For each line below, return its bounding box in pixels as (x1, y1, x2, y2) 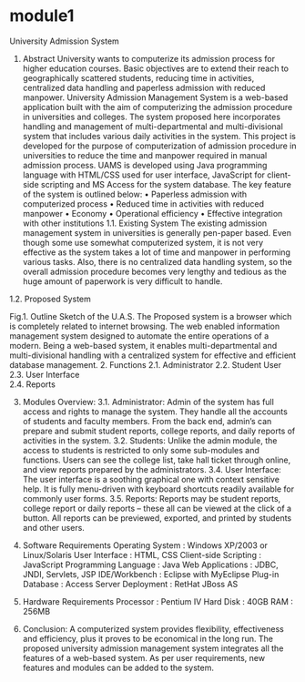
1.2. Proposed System (9, 293, 91, 304)
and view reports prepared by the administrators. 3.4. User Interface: (22, 463, 282, 474)
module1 (9, 5, 75, 26)
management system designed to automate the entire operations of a (9, 330, 269, 341)
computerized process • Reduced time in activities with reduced (22, 198, 264, 209)
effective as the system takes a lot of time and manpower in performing (22, 247, 291, 258)
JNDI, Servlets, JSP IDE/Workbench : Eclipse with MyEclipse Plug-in (22, 568, 280, 579)
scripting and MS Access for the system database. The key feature (40, 178, 291, 189)
